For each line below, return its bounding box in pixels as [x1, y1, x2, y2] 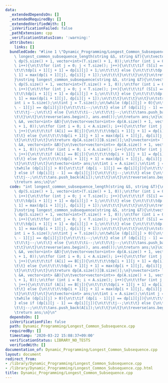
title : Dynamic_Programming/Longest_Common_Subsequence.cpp [5, 370, 133, 375]
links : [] [14, 45, 35, 50]
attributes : [9, 40, 35, 45]
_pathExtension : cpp [9, 31, 52, 36]
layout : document [5, 351, 41, 357]
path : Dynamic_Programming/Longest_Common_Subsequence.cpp [9, 324, 135, 329]
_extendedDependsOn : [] [9, 12, 59, 17]
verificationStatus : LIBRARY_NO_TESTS [9, 338, 91, 343]
